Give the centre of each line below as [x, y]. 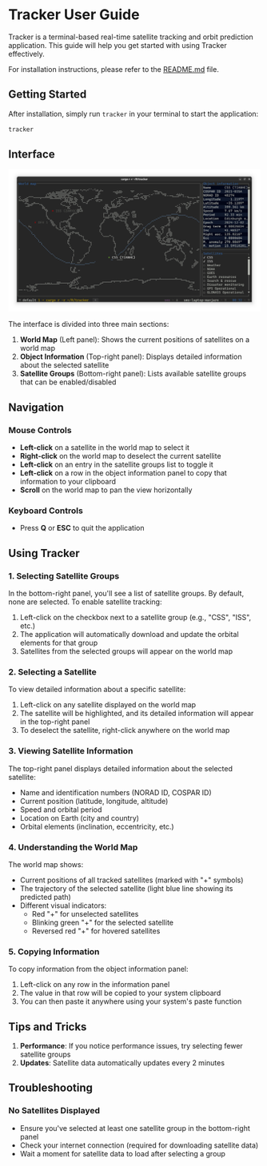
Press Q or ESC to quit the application [82, 528]
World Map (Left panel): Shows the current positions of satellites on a [135, 340]
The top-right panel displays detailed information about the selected [121, 768]
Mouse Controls [40, 430]
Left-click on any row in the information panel [95, 985]
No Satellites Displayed [54, 1111]
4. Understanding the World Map [73, 847]
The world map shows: [46, 864]
